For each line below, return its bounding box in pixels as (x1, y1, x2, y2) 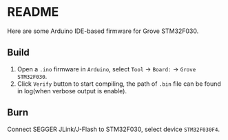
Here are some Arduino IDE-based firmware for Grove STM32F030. (7, 27, 199, 35)
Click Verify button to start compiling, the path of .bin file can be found (17, 80, 222, 88)
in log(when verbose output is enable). (17, 86, 127, 95)
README (7, 4, 59, 20)
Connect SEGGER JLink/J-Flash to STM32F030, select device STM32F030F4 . (7, 125, 220, 133)
